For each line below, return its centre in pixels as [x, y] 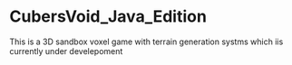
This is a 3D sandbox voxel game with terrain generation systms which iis [146, 42]
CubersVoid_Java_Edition [108, 17]
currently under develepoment [66, 51]
